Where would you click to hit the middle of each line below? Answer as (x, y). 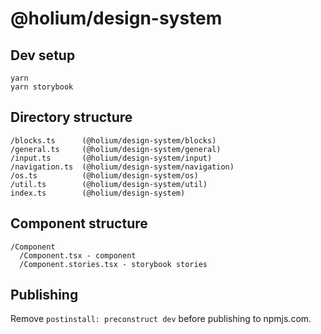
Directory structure (71, 117)
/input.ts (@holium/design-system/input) (111, 158)
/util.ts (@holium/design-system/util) (109, 184)
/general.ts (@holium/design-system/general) (116, 149)
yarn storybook (42, 87)
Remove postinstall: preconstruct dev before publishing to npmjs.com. (161, 319)
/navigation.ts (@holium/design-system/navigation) (122, 167)
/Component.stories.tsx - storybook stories (113, 264)
